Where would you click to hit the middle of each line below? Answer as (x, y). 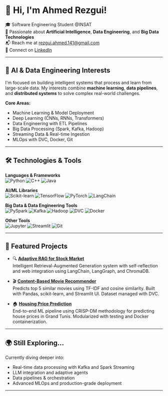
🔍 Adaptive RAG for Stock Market (48, 259)
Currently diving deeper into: (35, 358)
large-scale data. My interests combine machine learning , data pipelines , (81, 88)
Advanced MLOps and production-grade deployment (67, 383)
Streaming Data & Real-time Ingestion (51, 134)
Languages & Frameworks (33, 175)
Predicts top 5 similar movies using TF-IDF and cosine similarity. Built (83, 288)
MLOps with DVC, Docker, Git (43, 139)
